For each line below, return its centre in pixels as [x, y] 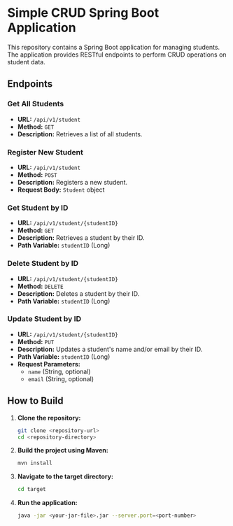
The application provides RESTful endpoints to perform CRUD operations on [117, 55]
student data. [26, 62]
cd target [32, 490]
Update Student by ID [44, 319]
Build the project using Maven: [63, 450]
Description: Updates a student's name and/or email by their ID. [110, 349]
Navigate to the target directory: [65, 476]
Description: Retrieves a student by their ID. [81, 238]
